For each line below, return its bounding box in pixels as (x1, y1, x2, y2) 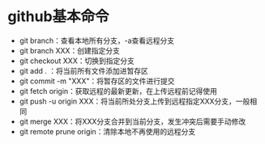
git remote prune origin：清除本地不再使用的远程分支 (19, 126, 196, 136)
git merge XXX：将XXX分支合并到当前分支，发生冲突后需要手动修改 (19, 116, 246, 126)
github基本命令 (7, 7, 110, 26)
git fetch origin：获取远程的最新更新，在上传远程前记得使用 (19, 86, 218, 95)
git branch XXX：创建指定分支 (19, 45, 121, 55)
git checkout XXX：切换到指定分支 (19, 56, 135, 66)
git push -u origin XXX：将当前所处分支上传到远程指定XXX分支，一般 (19, 96, 250, 106)
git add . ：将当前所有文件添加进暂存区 (19, 66, 149, 75)
